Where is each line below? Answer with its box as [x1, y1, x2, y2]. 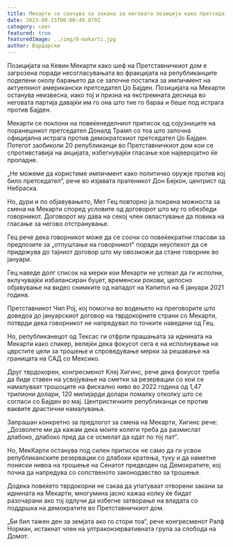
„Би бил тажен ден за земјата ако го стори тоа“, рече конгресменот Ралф [7, 517, 225, 526]
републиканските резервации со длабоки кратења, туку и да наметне [7, 453, 216, 462]
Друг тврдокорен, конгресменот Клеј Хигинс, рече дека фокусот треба [7, 368, 220, 376]
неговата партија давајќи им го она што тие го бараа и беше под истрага [7, 98, 224, 106]
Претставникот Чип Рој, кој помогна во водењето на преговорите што [7, 304, 216, 312]
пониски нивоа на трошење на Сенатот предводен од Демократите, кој [7, 461, 221, 469]
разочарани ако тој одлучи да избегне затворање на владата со [7, 496, 198, 505]
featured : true [7, 29, 51, 37]
